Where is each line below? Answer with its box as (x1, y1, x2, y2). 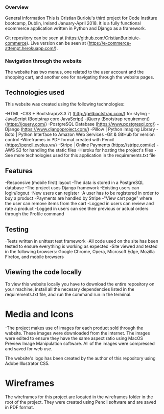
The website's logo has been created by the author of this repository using (5, 355, 156, 361)
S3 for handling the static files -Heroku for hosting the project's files (16, 147, 153, 153)
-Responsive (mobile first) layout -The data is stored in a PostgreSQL (5, 180, 144, 185)
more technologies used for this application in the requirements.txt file (14, 153, 156, 158)
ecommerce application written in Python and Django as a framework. (5, 26, 146, 31)
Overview (5, 4, 29, 11)
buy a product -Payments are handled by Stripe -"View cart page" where (5, 195, 153, 201)
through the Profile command (5, 211, 65, 217)
